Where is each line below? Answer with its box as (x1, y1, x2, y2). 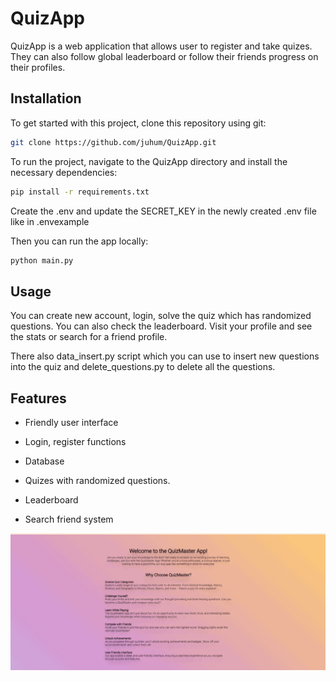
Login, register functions (24, 436, 127, 447)
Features (10, 390, 67, 407)
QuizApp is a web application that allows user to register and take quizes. (10, 40, 313, 52)
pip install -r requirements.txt (10, 187, 150, 197)
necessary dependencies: (10, 166, 118, 178)
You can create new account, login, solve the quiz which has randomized (10, 310, 312, 322)
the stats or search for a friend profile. (10, 331, 168, 343)
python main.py (10, 255, 74, 266)
